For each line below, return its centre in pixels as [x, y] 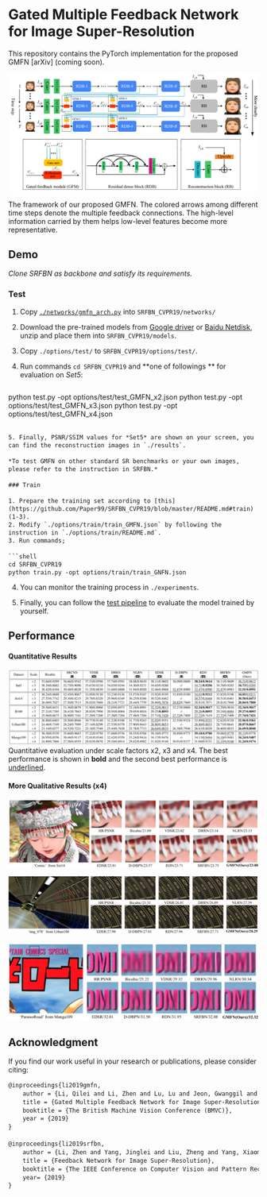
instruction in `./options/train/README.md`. [85, 533]
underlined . [27, 767]
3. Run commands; [37, 541]
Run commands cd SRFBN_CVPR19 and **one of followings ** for [123, 366]
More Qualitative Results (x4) [58, 786]
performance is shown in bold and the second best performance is [118, 759]
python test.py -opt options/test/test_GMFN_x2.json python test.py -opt [125, 397]
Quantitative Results [43, 656]
